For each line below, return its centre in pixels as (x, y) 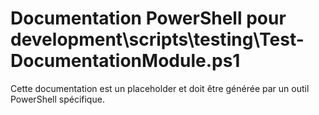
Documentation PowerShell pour (148, 18)
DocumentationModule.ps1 (125, 61)
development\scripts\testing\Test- (157, 39)
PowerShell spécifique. (57, 99)
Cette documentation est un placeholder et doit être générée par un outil (160, 88)
